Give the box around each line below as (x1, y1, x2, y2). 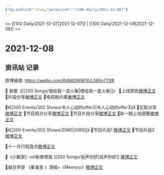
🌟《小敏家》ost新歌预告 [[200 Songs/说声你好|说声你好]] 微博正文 (5, 153, 138, 159)
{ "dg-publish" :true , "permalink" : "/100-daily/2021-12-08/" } (5, 7, 128, 12)
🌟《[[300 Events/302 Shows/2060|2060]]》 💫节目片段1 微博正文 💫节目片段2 (5, 127, 155, 132)
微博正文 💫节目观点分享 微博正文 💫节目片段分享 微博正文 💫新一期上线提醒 (5, 110, 150, 116)
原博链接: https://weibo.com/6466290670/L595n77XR (5, 77, 115, 83)
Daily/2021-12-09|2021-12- (100, 21, 155, 26)
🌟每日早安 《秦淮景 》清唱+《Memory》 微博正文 (5, 164, 103, 170)
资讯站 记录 (5, 64, 39, 72)
